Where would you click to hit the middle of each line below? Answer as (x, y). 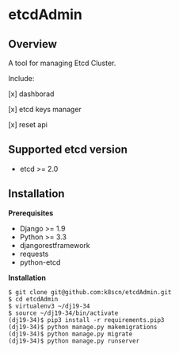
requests (34, 254)
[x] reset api (28, 124)
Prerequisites (31, 213)
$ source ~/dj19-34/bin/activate (63, 313)
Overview (33, 44)
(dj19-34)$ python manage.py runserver (74, 341)
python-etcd (40, 262)
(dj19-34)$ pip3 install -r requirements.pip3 (86, 320)
